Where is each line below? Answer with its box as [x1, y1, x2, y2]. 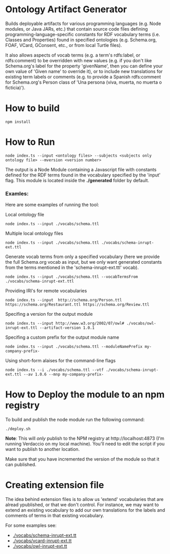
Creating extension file [5, 480, 104, 491]
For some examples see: [5, 522, 57, 528]
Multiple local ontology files [5, 231, 63, 237]
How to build [5, 103, 60, 114]
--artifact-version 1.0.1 [39, 325, 95, 331]
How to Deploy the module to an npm [5, 389, 165, 400]
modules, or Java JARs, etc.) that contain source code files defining [5, 26, 148, 32]
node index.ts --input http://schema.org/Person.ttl [5, 297, 123, 303]
